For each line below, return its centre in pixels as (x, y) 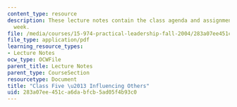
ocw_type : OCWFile (34, 60)
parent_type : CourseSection (49, 73)
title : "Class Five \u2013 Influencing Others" (79, 86)
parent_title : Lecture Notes (50, 66)
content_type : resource (42, 14)
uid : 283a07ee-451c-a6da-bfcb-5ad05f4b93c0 (72, 92)
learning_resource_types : (45, 46)
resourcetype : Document (42, 79)
